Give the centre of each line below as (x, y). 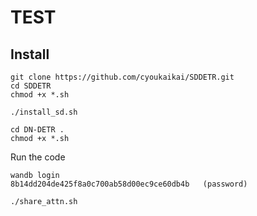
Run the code (38, 157)
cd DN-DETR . (37, 130)
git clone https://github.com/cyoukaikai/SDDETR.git (122, 77)
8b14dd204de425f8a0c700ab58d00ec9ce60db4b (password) (129, 184)
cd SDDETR (31, 86)
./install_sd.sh (44, 112)
